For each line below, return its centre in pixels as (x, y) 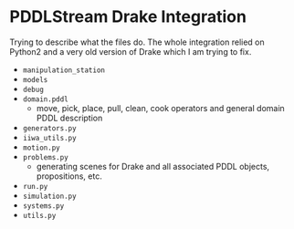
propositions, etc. (69, 176)
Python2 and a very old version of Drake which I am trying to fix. (131, 51)
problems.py (45, 157)
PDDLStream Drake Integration (128, 17)
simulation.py (49, 196)
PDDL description (69, 118)
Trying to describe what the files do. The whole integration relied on (137, 42)
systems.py (43, 206)
